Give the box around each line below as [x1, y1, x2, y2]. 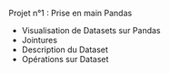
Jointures [21, 35, 58, 45]
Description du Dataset [21, 44, 108, 55]
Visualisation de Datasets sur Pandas [21, 25, 161, 35]
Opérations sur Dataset [21, 54, 109, 64]
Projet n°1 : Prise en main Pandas [8, 8, 133, 18]
